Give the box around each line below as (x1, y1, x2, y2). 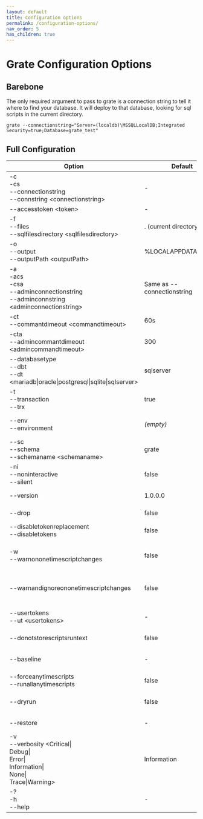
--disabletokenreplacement (9, 522, 89, 530)
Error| (9, 755, 26, 763)
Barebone (6, 81, 44, 92)
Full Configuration (6, 144, 76, 155)
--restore (9, 718, 38, 727)
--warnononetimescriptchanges (9, 555, 103, 563)
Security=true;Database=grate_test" (6, 128, 98, 134)
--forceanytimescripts (9, 672, 74, 681)
